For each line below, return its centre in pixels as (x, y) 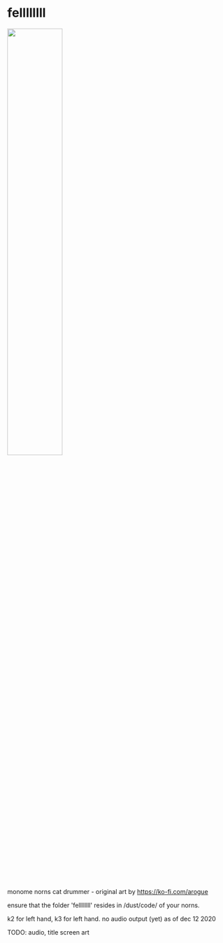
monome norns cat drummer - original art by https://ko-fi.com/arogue (108, 891)
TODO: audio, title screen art (48, 932)
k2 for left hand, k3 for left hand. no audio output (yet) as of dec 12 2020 (112, 918)
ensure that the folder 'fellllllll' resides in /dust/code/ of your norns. (103, 905)
